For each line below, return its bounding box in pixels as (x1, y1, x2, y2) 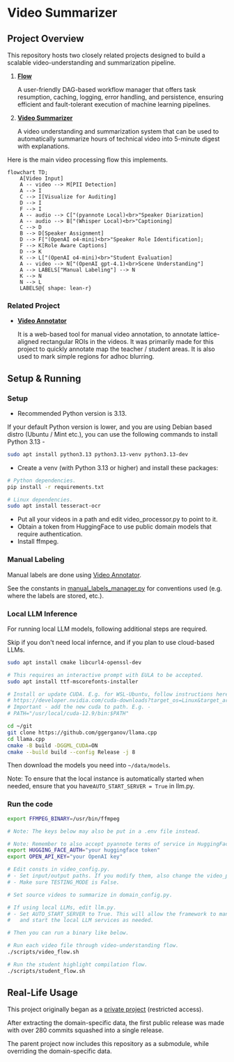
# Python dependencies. (7, 477, 77, 484)
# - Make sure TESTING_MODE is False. (7, 879, 120, 886)
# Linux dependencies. (7, 496, 73, 503)
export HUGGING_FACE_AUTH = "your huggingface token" (7, 847, 160, 854)
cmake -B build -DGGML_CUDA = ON (7, 742, 98, 749)
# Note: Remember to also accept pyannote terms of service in (7, 841, 195, 848)
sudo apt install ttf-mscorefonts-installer (7, 678, 139, 685)
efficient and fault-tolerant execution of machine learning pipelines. (17, 100, 211, 109)
